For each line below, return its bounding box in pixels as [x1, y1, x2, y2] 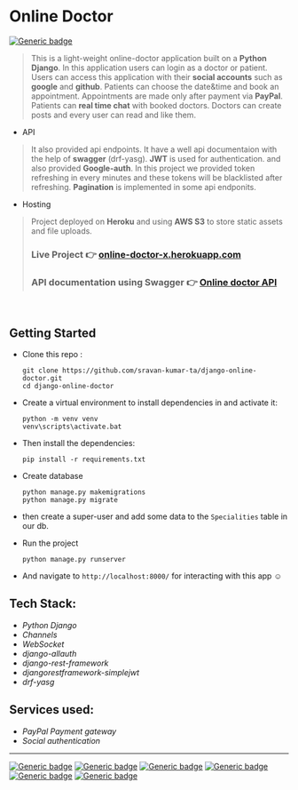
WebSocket [21, 638, 65, 650]
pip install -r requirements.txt [21, 455, 146, 464]
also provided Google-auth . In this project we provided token [30, 163, 255, 173]
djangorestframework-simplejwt [21, 666, 140, 677]
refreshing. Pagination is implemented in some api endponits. [30, 181, 257, 192]
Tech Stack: [9, 596, 77, 611]
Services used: [9, 702, 95, 717]
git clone [21, 366, 59, 375]
